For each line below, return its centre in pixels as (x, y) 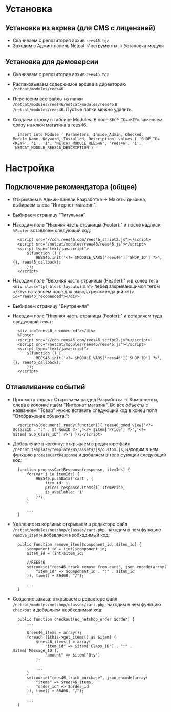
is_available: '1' (65, 492)
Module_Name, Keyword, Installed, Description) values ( (75, 139)
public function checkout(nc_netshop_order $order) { (76, 619)
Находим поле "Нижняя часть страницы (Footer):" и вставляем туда (87, 316)
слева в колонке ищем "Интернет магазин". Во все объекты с (80, 405)
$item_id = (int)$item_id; (55, 553)
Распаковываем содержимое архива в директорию (69, 84)
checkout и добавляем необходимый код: (58, 610)
